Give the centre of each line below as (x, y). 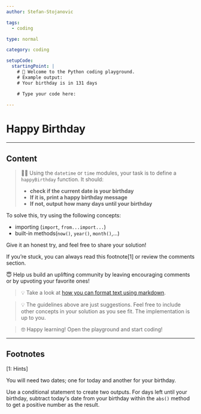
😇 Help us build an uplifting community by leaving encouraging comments (98, 274)
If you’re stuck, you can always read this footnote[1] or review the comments (100, 256)
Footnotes (25, 354)
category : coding (28, 50)
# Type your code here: (47, 94)
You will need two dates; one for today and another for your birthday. (91, 380)
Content (22, 159)
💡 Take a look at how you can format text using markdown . (93, 292)
